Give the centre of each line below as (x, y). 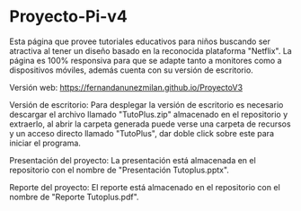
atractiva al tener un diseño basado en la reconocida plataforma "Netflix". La (150, 50)
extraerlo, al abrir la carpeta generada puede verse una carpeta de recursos (150, 124)
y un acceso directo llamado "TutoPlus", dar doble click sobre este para (142, 133)
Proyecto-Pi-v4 (68, 17)
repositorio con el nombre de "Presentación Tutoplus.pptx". (119, 170)
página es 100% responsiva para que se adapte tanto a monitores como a (146, 60)
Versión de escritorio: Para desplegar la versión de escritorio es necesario (146, 104)
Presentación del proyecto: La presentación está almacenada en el (133, 160)
